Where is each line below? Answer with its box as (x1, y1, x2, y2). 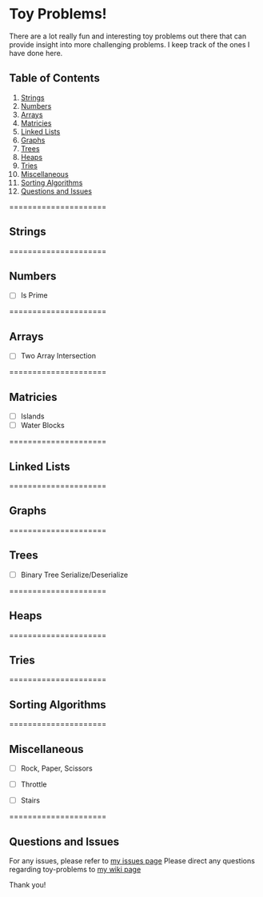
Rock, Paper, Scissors (20, 763, 93, 773)
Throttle (20, 779, 47, 789)
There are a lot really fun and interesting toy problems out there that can (9, 31, 247, 41)
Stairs (20, 795, 41, 805)
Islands (20, 411, 45, 421)
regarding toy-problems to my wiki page (9, 865, 141, 874)
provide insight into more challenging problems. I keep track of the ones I (9, 39, 250, 49)
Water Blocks (20, 421, 65, 430)
